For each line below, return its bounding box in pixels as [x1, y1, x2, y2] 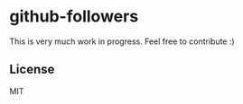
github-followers [9, 6, 139, 27]
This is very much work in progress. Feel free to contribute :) [9, 36, 235, 47]
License [9, 62, 55, 77]
